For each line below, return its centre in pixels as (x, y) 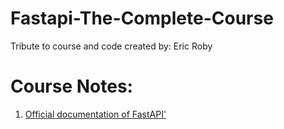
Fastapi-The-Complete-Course (142, 18)
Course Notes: (71, 86)
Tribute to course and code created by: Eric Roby (111, 46)
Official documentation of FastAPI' (95, 114)
